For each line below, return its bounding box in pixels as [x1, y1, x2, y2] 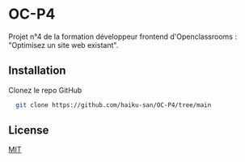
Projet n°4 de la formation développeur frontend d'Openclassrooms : [8, 32, 237, 41]
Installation [8, 64, 66, 78]
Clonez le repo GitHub [8, 85, 82, 95]
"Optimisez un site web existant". [8, 40, 119, 49]
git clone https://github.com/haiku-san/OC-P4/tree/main [15, 100, 212, 109]
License [8, 123, 49, 138]
